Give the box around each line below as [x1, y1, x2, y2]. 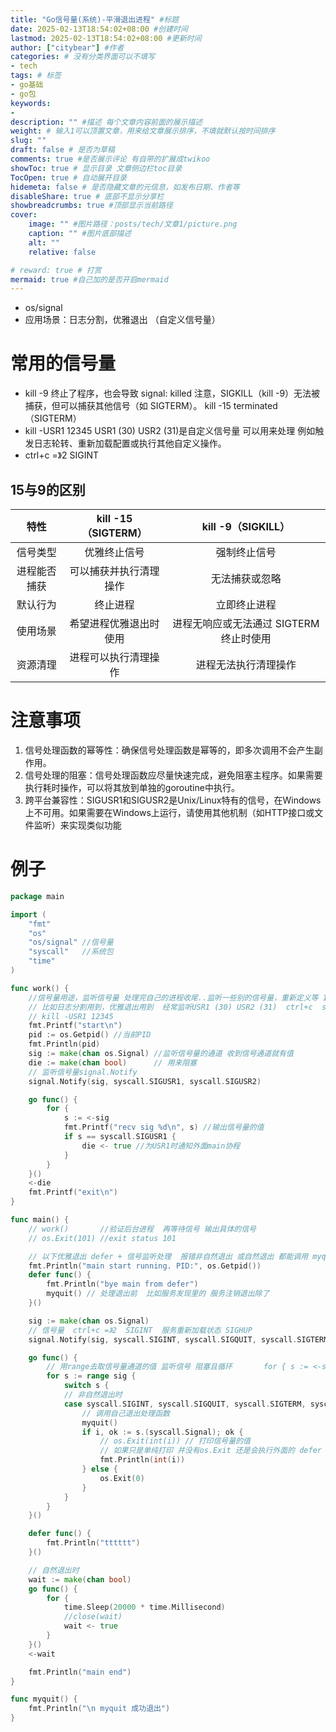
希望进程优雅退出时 [69, 617, 160, 630]
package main [10, 891, 65, 901]
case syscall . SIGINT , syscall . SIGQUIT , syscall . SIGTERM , [63, 1399, 307, 1409]
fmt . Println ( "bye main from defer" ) [46, 1279, 199, 1290]
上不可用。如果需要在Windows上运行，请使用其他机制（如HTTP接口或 [24, 806, 315, 818]
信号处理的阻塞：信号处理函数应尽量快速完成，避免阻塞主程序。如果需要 [24, 769, 323, 781]
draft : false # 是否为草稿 [10, 145, 115, 155]
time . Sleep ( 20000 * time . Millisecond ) [63, 1602, 226, 1613]
